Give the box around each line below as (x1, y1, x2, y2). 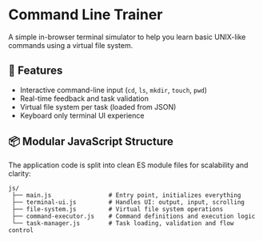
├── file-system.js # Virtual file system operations (11, 205, 224, 213)
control (8, 226, 34, 234)
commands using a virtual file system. (8, 40, 133, 50)
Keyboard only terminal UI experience (19, 110, 145, 120)
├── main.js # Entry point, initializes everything (11, 191, 241, 199)
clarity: (8, 168, 31, 178)
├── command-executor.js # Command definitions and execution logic (11, 212, 256, 220)
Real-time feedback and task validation (19, 94, 149, 103)
